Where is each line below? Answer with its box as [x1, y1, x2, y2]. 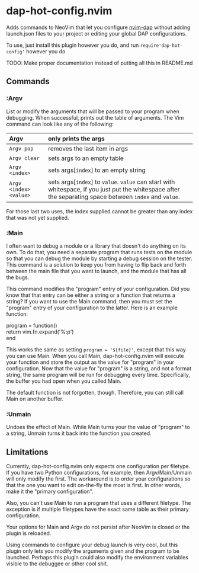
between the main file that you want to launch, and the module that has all [6, 267, 187, 274]
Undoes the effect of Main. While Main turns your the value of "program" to [6, 424, 191, 431]
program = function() [6, 322, 57, 329]
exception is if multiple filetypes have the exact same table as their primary [6, 505, 190, 513]
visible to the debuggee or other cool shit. [6, 560, 108, 567]
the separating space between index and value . [48, 193, 180, 201]
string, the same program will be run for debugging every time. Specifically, [6, 371, 191, 378]
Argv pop [9, 145, 34, 152]
